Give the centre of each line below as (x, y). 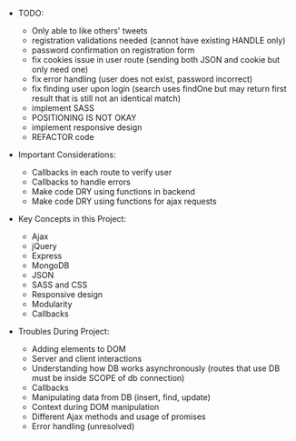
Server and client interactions (87, 359)
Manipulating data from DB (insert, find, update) (121, 397)
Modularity (52, 304)
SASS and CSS (59, 285)
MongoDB (50, 266)
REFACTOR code (63, 137)
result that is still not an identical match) (106, 98)
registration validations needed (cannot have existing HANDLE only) (158, 40)
